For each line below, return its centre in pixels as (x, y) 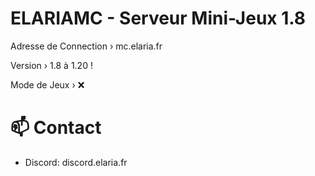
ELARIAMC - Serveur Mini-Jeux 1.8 (158, 18)
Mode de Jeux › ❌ (47, 84)
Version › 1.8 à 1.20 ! (51, 65)
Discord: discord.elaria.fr (76, 162)
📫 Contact (56, 128)
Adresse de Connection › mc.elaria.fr (86, 46)
